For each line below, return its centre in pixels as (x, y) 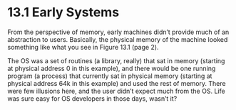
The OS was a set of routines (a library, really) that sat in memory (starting (116, 60)
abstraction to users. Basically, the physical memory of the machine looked (118, 39)
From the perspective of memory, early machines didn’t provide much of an (118, 32)
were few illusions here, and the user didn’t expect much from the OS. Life (117, 91)
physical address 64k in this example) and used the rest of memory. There (117, 83)
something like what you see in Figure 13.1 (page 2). (83, 47)
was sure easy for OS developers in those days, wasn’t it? (92, 98)
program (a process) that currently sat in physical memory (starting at (110, 76)
